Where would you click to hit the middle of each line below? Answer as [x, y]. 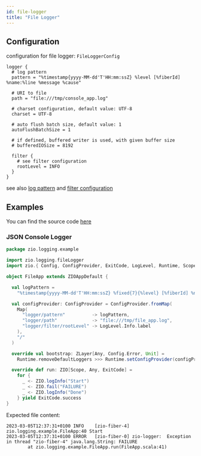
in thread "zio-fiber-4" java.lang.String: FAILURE [72, 442]
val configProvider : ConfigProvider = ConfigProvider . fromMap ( [92, 304]
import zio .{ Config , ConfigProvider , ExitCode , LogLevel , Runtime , [93, 266]
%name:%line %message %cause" [44, 83]
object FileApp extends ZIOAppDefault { [57, 277]
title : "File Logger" [33, 17]
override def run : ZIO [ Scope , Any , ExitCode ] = [72, 370]
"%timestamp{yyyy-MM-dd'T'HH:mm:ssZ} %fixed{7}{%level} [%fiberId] [103, 293]
